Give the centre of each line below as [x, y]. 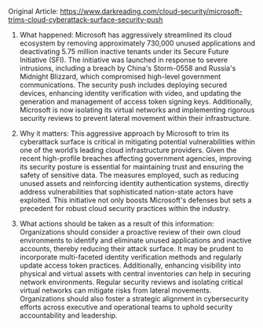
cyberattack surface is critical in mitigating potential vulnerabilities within [137, 142]
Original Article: [33, 11]
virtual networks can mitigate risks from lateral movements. [115, 290]
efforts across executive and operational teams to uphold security [126, 307]
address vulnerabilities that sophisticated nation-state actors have [126, 192]
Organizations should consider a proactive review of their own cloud [130, 232]
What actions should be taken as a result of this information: [117, 224]
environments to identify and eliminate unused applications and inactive [136, 240]
